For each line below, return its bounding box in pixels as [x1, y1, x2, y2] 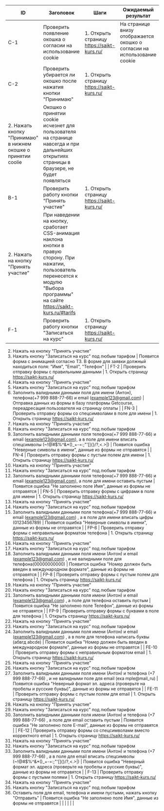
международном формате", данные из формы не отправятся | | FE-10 [12, 644, 158, 650]
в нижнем [8, 140, 32, 147]
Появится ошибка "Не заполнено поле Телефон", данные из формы [12, 603, 153, 608]
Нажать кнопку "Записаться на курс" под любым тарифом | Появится [12, 353, 159, 359]
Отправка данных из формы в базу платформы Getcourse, [12, 400, 134, 405]
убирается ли [43, 71, 75, 78]
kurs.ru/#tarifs [43, 309, 76, 316]
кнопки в [43, 242, 65, 248]
